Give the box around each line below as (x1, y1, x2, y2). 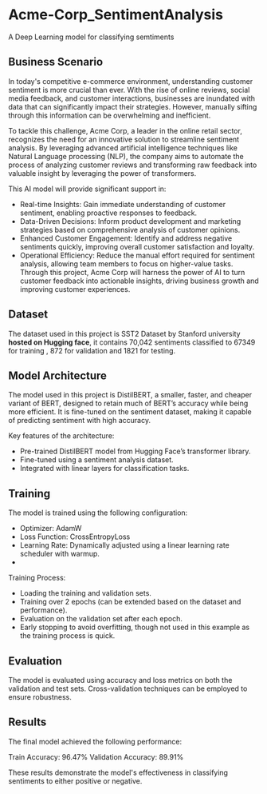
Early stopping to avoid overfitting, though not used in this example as (19, 622, 249, 632)
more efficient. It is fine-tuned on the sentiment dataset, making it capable (8, 407, 253, 417)
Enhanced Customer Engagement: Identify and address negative (19, 233, 233, 243)
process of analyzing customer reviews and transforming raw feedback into (8, 160, 257, 170)
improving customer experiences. (19, 284, 131, 293)
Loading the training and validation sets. (19, 589, 151, 598)
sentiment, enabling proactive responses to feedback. (19, 208, 198, 217)
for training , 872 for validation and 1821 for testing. (8, 345, 176, 355)
